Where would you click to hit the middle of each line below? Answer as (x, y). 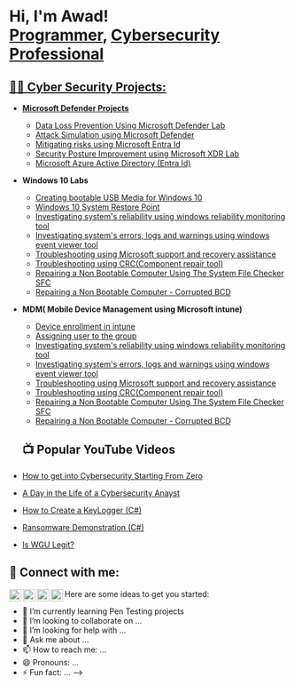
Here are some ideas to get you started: (137, 593)
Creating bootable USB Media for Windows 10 (119, 198)
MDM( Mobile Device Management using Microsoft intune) (132, 309)
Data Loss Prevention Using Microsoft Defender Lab (130, 125)
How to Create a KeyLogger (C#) (82, 510)
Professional (57, 54)
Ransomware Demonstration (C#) (83, 527)
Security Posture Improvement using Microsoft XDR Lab (137, 154)
